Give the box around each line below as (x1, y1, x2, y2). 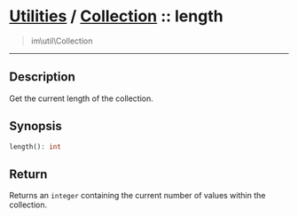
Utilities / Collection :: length (9, 6, 223, 27)
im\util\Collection (30, 35, 93, 46)
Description (9, 69, 75, 85)
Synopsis (9, 119, 62, 134)
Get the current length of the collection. (9, 93, 153, 104)
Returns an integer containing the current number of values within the (9, 190, 266, 201)
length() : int (9, 142, 62, 151)
